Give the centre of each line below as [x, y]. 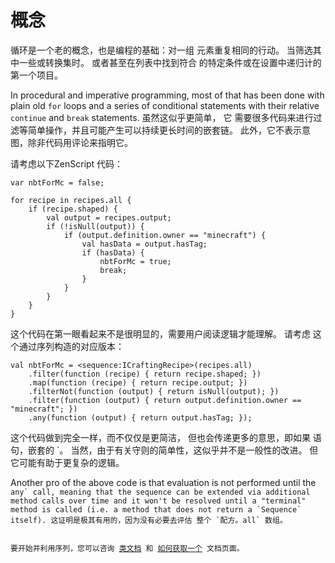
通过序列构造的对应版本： [71, 346]
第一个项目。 [36, 75]
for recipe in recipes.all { [71, 200]
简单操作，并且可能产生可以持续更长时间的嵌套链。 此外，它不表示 [164, 130]
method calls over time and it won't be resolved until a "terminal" [158, 501]
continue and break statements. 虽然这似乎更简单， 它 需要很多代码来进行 [162, 117]
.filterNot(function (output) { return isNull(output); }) [154, 391]
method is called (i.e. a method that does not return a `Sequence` [156, 509]
